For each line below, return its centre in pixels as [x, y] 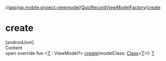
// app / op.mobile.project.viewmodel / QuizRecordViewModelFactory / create [83, 7]
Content [14, 48]
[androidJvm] [20, 42]
